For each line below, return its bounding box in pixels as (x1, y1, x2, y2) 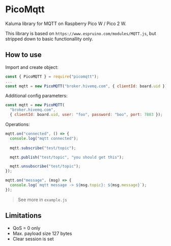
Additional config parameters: (5, 93, 68, 99)
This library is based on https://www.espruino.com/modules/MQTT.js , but (5, 30, 156, 36)
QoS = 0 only (12, 225, 41, 231)
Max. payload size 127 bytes (12, 230, 72, 236)
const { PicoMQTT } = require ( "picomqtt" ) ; (5, 74, 99, 79)
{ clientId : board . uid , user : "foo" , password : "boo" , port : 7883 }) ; (10, 112, 163, 117)
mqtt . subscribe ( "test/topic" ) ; (10, 145, 76, 151)
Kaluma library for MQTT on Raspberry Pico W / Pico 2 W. (5, 20, 126, 27)
